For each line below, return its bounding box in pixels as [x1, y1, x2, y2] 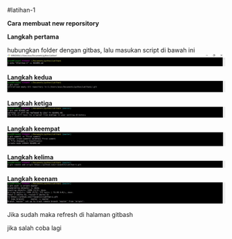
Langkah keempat [7, 124, 60, 133]
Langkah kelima [7, 153, 54, 161]
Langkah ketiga [7, 99, 53, 108]
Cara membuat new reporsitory [7, 19, 99, 27]
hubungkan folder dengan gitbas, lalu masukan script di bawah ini [7, 46, 195, 54]
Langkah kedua [7, 73, 53, 82]
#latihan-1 [7, 6, 36, 14]
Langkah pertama [7, 32, 60, 41]
